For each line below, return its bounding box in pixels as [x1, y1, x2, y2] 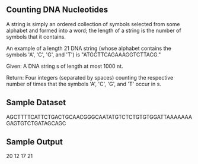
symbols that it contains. [6, 33, 66, 40]
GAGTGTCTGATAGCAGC [6, 119, 66, 127]
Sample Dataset [6, 97, 66, 108]
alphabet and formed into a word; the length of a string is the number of [6, 27, 182, 34]
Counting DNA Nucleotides [6, 5, 108, 15]
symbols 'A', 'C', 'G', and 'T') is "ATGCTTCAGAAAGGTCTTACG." [6, 51, 161, 58]
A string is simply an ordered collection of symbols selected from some [6, 20, 180, 27]
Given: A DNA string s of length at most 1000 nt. [6, 62, 123, 70]
